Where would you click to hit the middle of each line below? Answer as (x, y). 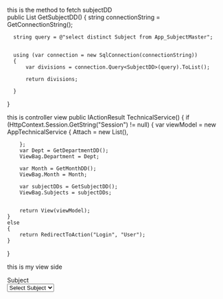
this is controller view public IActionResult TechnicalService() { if (98, 117)
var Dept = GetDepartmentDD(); (64, 151)
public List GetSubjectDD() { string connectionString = (84, 17)
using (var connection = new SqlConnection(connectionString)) (105, 55)
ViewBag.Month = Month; (54, 175)
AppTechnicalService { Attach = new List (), (68, 132)
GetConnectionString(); (40, 24)
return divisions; (51, 79)
